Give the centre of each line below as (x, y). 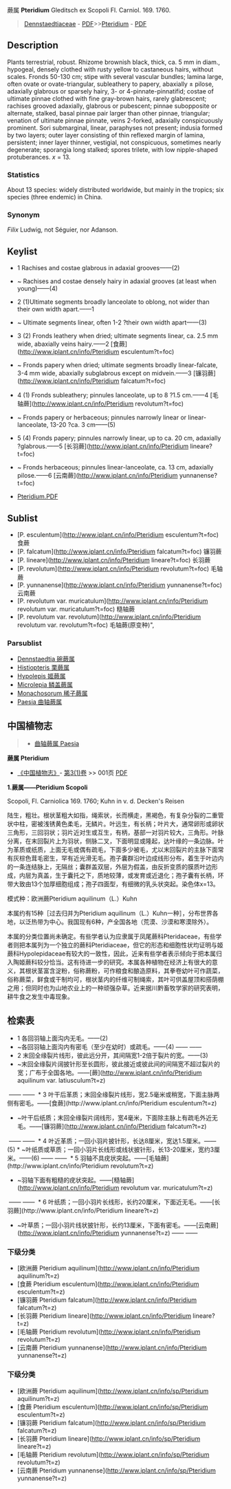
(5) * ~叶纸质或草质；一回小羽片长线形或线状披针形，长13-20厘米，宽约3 (111, 1149)
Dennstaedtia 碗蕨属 (46, 659)
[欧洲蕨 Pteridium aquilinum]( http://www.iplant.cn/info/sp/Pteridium (113, 1391)
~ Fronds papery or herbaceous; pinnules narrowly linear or (102, 417)
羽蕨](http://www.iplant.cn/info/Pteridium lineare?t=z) (83, 1210)
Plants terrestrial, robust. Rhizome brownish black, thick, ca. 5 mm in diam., (113, 62)
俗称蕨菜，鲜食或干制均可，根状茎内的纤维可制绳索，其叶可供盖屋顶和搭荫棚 (115, 980)
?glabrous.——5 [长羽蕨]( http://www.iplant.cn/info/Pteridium (103, 446)
